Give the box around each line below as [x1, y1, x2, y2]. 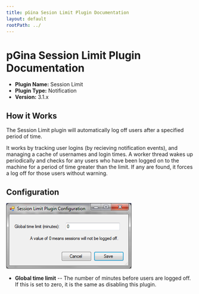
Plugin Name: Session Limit [14, 81, 83, 88]
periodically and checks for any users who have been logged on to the [6, 157, 179, 164]
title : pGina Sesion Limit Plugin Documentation [6, 10, 129, 15]
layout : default [6, 15, 46, 22]
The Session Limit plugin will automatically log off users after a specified [6, 127, 184, 134]
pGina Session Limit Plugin [6, 48, 141, 62]
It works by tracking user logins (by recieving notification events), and [6, 145, 178, 152]
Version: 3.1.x [14, 93, 49, 101]
